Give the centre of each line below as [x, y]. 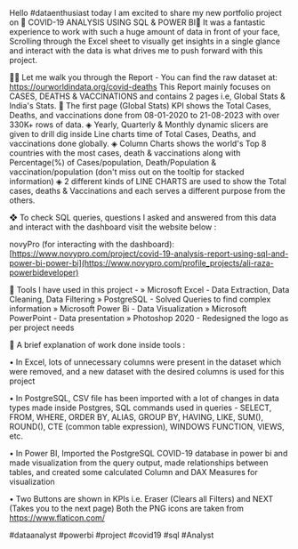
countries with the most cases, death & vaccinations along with [125, 153]
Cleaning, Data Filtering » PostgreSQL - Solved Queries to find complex [140, 299]
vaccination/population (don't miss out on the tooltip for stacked [127, 172]
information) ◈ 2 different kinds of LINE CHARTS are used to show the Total [148, 181]
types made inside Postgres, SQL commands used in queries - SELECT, [141, 408]
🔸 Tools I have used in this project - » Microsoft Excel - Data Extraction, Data [149, 290]
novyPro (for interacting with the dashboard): [92, 244]
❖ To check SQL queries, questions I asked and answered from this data [143, 218]
